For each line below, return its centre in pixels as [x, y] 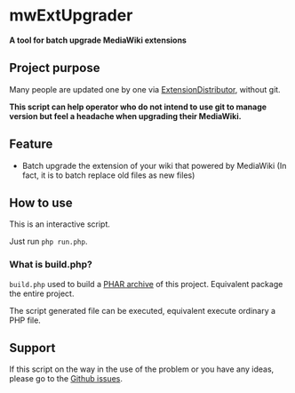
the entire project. [42, 293]
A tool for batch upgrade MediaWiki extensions [98, 40]
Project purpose [55, 68]
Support [32, 348]
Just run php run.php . [48, 242]
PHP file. [25, 320]
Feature [31, 144]
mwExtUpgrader [71, 16]
